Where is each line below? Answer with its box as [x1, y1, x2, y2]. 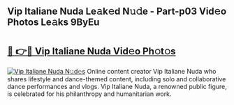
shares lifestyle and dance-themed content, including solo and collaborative [7, 75, 226, 83]
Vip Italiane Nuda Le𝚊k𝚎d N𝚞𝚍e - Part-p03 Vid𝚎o [7, 6, 227, 17]
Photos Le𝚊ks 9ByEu [7, 17, 100, 29]
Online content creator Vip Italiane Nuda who [87, 67, 217, 75]
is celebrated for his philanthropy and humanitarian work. [7, 90, 172, 98]
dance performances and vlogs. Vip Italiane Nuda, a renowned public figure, [7, 83, 227, 90]
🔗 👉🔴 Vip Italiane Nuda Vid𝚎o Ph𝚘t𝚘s [7, 45, 176, 57]
